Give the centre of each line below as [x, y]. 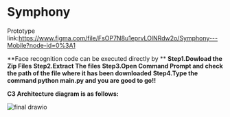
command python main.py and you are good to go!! [82, 80]
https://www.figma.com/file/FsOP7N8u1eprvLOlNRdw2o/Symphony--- [118, 38]
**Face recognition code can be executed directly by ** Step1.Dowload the [115, 58]
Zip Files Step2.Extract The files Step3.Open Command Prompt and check [115, 66]
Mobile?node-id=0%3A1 [41, 45]
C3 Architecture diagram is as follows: [63, 94]
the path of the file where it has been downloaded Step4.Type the [103, 73]
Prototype [21, 31]
